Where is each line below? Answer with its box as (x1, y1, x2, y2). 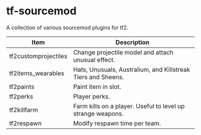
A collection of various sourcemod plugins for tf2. (6, 24, 129, 31)
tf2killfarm (9, 106, 38, 114)
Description (115, 38, 150, 46)
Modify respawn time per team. (73, 119, 162, 127)
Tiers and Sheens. (73, 73, 124, 81)
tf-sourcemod (6, 4, 77, 18)
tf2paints (9, 82, 35, 91)
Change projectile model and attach (73, 48, 173, 56)
